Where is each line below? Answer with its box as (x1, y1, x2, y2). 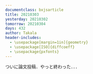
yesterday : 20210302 (5, 16, 48, 21)
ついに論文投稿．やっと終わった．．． (5, 63, 80, 69)
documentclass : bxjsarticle (5, 7, 64, 12)
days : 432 (5, 26, 26, 31)
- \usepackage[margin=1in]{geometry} (9, 40, 88, 45)
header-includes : (5, 35, 41, 40)
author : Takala (5, 30, 37, 35)
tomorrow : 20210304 (5, 21, 46, 26)
